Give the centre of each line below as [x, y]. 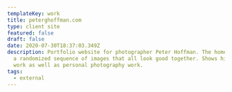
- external [29, 78]
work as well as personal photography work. [78, 65]
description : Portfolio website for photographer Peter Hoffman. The [109, 53]
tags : [15, 71]
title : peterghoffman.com [44, 20]
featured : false [30, 33]
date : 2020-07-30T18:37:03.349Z [54, 46]
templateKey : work [33, 13]
